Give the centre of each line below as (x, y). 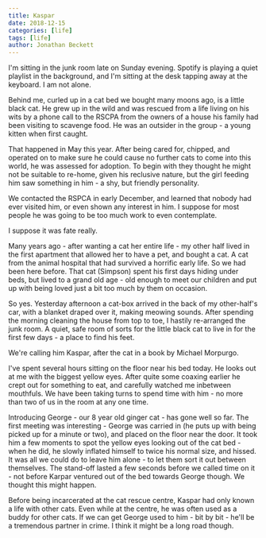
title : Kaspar (32, 15)
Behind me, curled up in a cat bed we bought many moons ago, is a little (126, 100)
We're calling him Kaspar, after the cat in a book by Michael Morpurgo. (124, 353)
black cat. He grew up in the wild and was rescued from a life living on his (129, 109)
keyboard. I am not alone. (50, 85)
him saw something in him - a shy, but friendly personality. (104, 183)
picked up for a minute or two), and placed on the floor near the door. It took (133, 435)
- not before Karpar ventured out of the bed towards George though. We (126, 477)
